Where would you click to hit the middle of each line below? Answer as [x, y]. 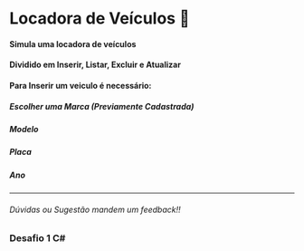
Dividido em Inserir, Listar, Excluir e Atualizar [95, 65]
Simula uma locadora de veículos [73, 43]
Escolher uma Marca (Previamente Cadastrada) [102, 106]
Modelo [24, 129]
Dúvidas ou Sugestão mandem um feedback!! [95, 209]
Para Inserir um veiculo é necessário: [81, 85]
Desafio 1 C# [38, 238]
